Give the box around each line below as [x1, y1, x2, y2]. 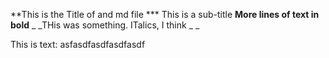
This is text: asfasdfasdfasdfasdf [10, 39, 146, 50]
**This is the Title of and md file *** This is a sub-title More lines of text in [10, 9, 320, 20]
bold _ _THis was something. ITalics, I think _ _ [10, 19, 200, 31]
